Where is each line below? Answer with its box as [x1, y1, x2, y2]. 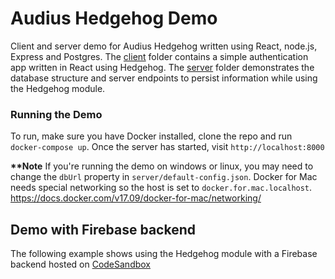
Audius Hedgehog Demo [10, 7, 218, 30]
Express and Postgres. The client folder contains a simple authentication [10, 50, 309, 62]
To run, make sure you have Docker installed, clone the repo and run [10, 130, 293, 142]
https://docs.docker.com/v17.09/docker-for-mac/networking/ [10, 192, 262, 204]
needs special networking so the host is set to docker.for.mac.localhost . [10, 182, 313, 194]
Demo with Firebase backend [10, 221, 196, 238]
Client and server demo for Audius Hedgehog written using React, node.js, [10, 40, 318, 52]
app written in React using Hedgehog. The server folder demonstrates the [10, 61, 315, 73]
